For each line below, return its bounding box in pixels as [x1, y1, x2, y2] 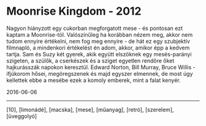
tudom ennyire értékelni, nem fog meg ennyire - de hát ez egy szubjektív [6, 37, 190, 45]
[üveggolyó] [6, 112, 37, 120]
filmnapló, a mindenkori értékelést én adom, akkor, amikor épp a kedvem [6, 44, 190, 51]
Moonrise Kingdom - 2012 [6, 4, 142, 18]
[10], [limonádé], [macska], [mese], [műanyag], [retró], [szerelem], [6, 106, 174, 113]
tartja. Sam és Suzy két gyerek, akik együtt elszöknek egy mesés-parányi [6, 50, 192, 57]
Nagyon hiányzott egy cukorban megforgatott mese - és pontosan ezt [6, 24, 183, 32]
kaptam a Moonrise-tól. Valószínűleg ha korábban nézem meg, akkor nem [6, 31, 193, 38]
